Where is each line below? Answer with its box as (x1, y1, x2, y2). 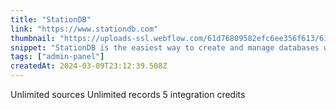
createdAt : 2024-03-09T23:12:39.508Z (10, 61, 168, 71)
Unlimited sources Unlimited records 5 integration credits (10, 89, 246, 100)
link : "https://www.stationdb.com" (10, 24, 159, 34)
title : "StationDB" (10, 14, 92, 25)
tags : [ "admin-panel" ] (10, 52, 105, 62)
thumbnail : (10, 33, 56, 43)
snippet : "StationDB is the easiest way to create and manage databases (10, 42, 320, 53)
